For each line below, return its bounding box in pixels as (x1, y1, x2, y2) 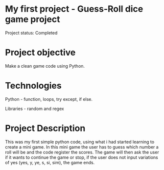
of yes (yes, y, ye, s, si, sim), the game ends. (5, 159, 95, 165)
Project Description (5, 123, 86, 133)
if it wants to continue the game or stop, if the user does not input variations (5, 154, 158, 160)
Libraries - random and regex (5, 106, 65, 112)
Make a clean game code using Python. (5, 63, 85, 69)
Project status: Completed (5, 30, 58, 36)
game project (5, 14, 60, 25)
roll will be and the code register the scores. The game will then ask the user (5, 149, 159, 155)
